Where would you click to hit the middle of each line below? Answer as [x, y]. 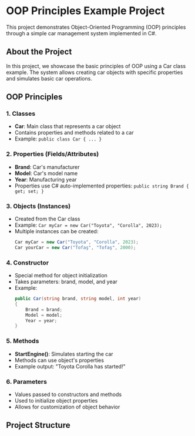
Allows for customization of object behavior [67, 407]
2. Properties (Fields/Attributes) [53, 154]
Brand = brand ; [44, 310]
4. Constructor [27, 263]
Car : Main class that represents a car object [68, 126]
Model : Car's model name [46, 173]
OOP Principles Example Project [85, 11]
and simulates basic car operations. [49, 78]
